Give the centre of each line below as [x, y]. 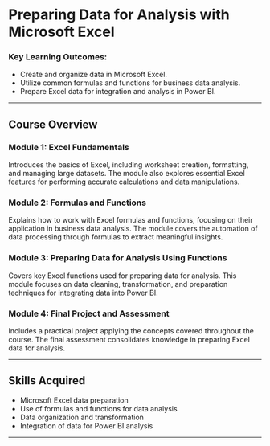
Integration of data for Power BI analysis [86, 426]
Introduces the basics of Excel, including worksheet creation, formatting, [129, 165]
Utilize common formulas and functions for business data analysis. [130, 83]
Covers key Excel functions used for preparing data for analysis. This [123, 276]
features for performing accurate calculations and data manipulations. [124, 182]
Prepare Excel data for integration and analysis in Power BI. [118, 92]
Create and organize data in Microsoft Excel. [93, 75]
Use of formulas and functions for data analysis [99, 408]
